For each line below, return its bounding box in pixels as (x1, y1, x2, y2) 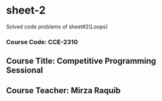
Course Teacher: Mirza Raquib (6, 85, 121, 95)
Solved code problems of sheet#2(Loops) (6, 23, 108, 30)
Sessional (6, 66, 43, 76)
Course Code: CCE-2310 (6, 38, 78, 46)
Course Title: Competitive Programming (6, 56, 157, 66)
